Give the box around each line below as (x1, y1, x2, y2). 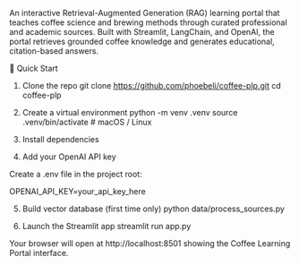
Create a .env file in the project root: (9, 169, 142, 179)
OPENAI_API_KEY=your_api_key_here (9, 186, 146, 196)
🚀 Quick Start (9, 63, 58, 73)
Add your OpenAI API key (21, 151, 116, 162)
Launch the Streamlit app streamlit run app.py (21, 221, 192, 231)
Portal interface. (9, 248, 69, 258)
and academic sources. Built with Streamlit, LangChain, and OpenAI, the (9, 27, 275, 37)
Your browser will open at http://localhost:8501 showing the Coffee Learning (9, 238, 291, 249)
